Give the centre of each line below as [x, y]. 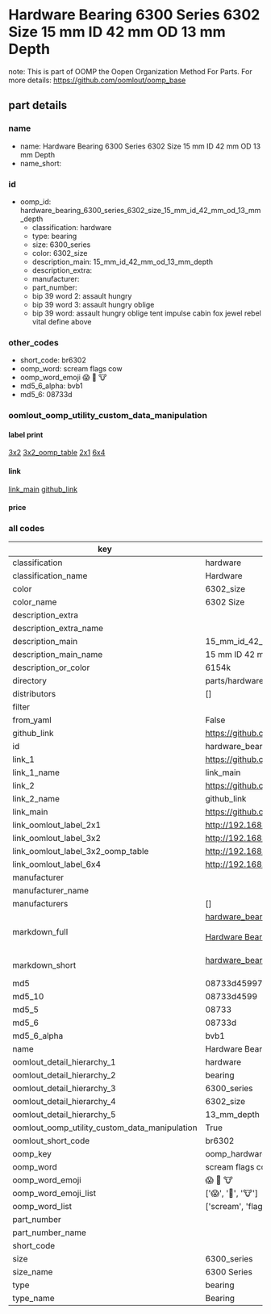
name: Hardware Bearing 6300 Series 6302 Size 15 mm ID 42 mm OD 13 [140, 146]
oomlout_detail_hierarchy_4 [64, 1102]
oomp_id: [35, 201]
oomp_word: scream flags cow [71, 369]
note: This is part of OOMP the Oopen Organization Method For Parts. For [130, 71]
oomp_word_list [42, 1207]
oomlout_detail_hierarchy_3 [64, 1089]
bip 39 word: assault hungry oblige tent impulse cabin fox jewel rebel [147, 313]
